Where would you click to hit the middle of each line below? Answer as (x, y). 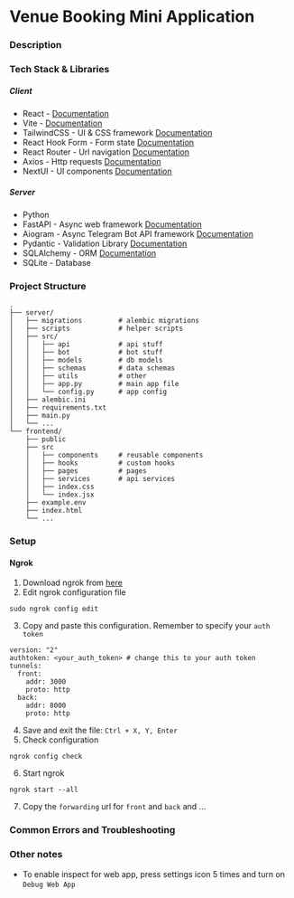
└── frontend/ (36, 431)
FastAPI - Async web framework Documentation (112, 224)
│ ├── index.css (60, 487)
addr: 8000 (46, 706)
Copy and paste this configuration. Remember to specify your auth (146, 626)
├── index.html (54, 511)
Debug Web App (49, 884)
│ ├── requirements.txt (58, 408)
